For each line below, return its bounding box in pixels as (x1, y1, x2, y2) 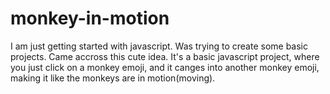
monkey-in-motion (10, 7, 170, 30)
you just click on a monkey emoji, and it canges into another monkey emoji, (10, 61, 320, 73)
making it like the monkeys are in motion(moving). (10, 72, 216, 84)
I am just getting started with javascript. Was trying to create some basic (10, 40, 308, 52)
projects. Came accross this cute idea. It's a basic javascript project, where (10, 50, 320, 62)
